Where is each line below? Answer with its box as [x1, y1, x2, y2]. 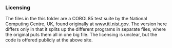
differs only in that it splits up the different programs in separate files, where [5, 26, 166, 32]
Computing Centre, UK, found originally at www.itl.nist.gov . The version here [5, 21, 167, 27]
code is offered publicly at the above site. [5, 37, 93, 43]
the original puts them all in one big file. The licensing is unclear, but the [5, 32, 158, 38]
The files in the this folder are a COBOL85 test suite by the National [5, 16, 147, 22]
